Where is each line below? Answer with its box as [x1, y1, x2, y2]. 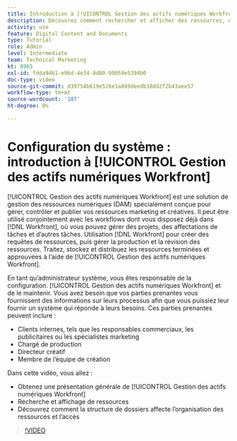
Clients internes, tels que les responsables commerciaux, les [17, 324, 194, 333]
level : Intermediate [7, 50, 68, 57]
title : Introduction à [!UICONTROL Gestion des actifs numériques [7, 10, 207, 18]
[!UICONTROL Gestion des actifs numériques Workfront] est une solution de [7, 192, 229, 201]
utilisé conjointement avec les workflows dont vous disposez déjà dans [7, 215, 214, 223]
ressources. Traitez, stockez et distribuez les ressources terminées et [7, 245, 209, 253]
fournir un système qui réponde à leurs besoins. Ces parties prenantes [7, 303, 213, 312]
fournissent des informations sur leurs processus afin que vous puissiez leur [7, 296, 229, 305]
